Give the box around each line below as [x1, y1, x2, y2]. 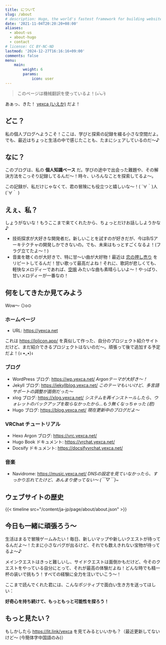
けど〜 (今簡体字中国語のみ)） [5, 634, 66, 641]
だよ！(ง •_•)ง [5, 350, 33, 356]
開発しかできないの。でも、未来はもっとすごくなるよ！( [42, 242, 157, 248]
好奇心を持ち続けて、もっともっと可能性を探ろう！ [5, 598, 109, 604]
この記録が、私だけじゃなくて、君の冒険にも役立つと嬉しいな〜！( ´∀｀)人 [5, 184, 158, 189]
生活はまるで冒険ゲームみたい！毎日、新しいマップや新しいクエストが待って [5, 536, 161, 542]
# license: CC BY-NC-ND [5, 44, 54, 49]
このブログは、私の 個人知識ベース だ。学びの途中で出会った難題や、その [5, 167, 155, 173]
